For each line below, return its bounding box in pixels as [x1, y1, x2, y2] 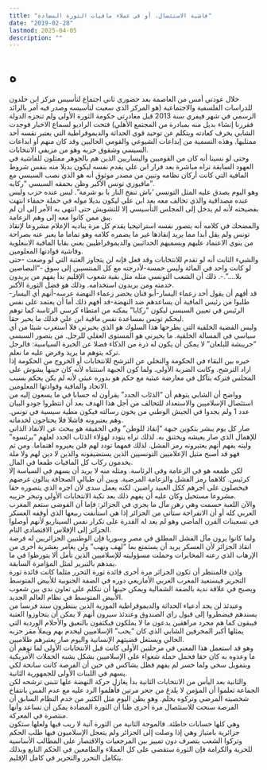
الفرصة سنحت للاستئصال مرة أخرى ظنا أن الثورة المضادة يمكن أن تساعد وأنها [9, 702, 239, 712]
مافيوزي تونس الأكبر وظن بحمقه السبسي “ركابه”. [9, 179, 155, 188]
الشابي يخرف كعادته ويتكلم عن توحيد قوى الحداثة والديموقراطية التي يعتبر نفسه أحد [9, 128, 255, 137]
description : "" [9, 33, 63, 42]
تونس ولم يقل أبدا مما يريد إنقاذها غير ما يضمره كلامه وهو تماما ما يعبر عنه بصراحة [9, 230, 250, 239]
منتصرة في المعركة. [9, 710, 68, 720]
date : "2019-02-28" [9, 19, 74, 27]
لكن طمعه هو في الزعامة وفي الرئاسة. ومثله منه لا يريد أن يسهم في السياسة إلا [9, 466, 243, 475]
